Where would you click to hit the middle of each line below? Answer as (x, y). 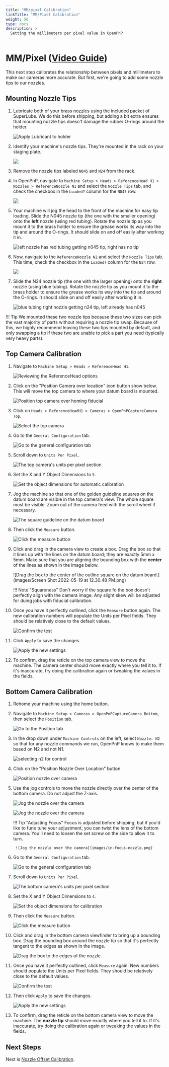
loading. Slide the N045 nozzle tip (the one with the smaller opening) (84, 216)
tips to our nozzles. (26, 83)
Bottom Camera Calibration (49, 692)
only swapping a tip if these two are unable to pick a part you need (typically (85, 333)
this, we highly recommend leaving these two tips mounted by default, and (83, 327)
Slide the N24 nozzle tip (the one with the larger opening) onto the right (87, 281)
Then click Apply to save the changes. (52, 996)
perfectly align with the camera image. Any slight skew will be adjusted (87, 595)
